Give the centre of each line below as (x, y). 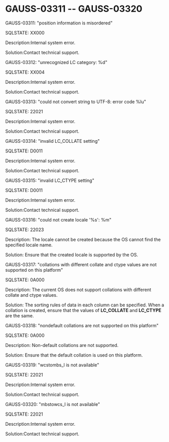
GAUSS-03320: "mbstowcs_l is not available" (53, 404)
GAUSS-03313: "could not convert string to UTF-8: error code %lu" (76, 102)
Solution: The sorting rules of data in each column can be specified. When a (85, 305)
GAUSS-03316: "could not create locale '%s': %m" (58, 219)
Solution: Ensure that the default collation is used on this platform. (74, 355)
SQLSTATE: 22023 (25, 230)
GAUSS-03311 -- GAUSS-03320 (74, 9)
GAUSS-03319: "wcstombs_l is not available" (52, 365)
